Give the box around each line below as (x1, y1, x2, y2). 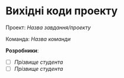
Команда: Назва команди (5, 35, 71, 42)
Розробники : (5, 46, 39, 54)
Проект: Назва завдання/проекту (5, 24, 91, 31)
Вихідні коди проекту (5, 4, 118, 18)
